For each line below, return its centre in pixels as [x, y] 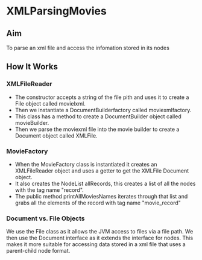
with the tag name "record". [49, 190]
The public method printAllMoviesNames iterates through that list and [101, 196]
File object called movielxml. [50, 103]
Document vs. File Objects [46, 218]
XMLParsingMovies [56, 11]
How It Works [32, 67]
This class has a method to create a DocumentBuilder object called [98, 116]
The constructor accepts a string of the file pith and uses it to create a [102, 97]
